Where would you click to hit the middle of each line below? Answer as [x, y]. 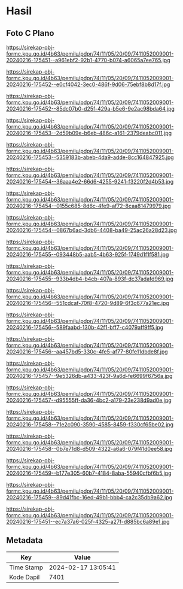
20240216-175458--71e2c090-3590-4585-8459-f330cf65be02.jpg [90, 425]
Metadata [25, 540]
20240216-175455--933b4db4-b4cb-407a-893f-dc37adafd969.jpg [90, 279]
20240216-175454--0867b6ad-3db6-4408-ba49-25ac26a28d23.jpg [92, 230]
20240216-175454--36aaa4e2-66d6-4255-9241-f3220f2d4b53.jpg [90, 181]
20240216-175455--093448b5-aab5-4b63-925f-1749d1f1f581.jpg [88, 254]
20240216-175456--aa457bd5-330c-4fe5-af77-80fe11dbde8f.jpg [87, 352]
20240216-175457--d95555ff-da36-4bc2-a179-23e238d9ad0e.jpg [89, 400]
